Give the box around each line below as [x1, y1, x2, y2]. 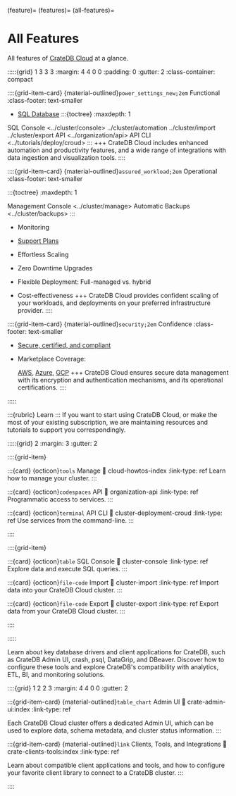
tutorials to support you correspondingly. [7, 425, 126, 434]
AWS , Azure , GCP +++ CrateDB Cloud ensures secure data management [17, 368, 229, 376]
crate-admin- [187, 697, 226, 706]
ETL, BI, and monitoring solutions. [7, 670, 106, 678]
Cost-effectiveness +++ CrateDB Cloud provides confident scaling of [17, 291, 219, 299]
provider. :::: [17, 306, 53, 314]
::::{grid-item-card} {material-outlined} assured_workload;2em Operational [7, 167, 218, 175]
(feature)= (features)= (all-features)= [7, 6, 115, 14]
